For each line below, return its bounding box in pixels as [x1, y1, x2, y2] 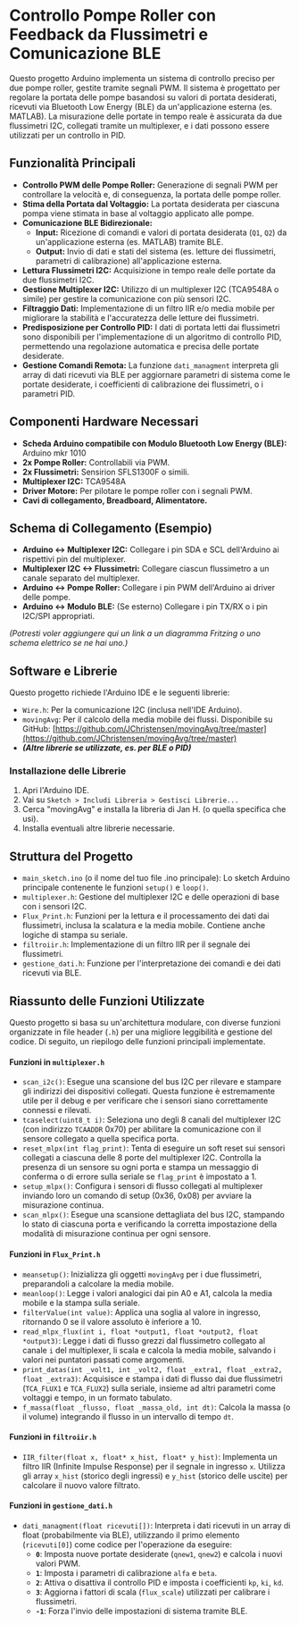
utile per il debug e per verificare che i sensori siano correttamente [21, 1095, 269, 1106]
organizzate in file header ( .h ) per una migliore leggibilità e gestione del [9, 1026, 273, 1037]
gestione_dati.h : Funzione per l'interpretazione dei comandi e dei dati [21, 958, 281, 969]
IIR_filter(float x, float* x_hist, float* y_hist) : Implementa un [21, 1451, 278, 1462]
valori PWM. [35, 1558, 81, 1569]
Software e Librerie [9, 663, 118, 679]
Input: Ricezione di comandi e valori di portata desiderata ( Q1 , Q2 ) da [35, 227, 287, 238]
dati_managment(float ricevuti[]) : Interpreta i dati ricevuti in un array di [21, 1520, 291, 1530]
